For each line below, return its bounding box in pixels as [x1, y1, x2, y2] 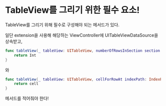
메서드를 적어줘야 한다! [5, 96, 49, 102]
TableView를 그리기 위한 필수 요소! [5, 4, 140, 16]
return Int [14, 53, 37, 58]
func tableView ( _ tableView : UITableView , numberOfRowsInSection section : [5, 48, 163, 53]
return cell [14, 81, 39, 86]
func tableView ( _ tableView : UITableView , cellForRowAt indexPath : [5, 77, 147, 82]
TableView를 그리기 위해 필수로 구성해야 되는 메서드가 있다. [5, 22, 120, 28]
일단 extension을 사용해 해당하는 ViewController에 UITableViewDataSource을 [5, 32, 159, 38]
